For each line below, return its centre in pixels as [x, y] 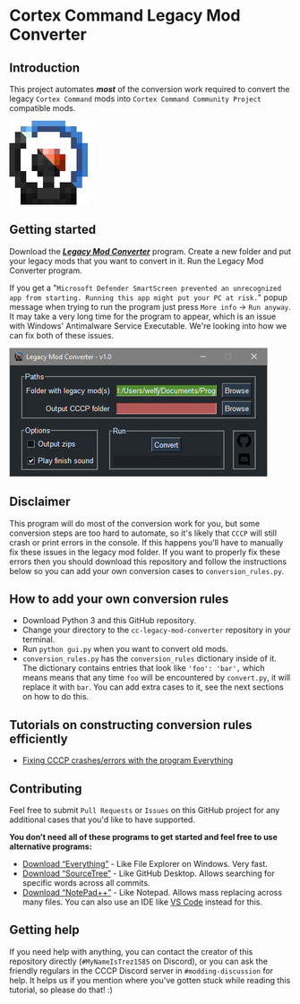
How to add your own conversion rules [119, 600]
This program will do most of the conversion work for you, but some [135, 523]
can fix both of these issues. [62, 335]
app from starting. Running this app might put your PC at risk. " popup [149, 297]
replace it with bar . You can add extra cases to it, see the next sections [153, 687]
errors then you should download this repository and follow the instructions [148, 562]
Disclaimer [40, 502]
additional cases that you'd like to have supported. [102, 820]
